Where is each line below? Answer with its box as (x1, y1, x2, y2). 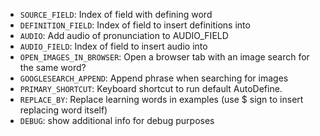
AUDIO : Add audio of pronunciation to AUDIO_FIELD (19, 30, 229, 41)
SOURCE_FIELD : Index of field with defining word (19, 9, 213, 20)
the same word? (19, 62, 87, 73)
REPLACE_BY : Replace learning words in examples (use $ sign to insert (19, 94, 304, 105)
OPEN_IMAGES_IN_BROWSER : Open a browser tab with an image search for (19, 51, 310, 63)
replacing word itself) (19, 104, 108, 116)
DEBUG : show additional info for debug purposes (19, 115, 215, 126)
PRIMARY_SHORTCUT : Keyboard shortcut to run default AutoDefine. (19, 83, 283, 94)
